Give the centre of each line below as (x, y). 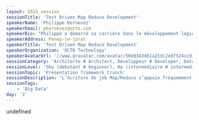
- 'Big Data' (33, 89)
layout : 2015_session (33, 12)
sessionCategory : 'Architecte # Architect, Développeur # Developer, (94, 61)
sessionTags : (22, 84)
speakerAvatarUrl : (29, 56)
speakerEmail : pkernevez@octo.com (49, 28)
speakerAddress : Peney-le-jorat (46, 39)
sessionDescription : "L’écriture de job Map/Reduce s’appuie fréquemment (99, 78)
